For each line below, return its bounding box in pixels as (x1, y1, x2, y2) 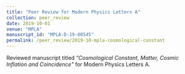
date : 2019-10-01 (6, 20, 51, 26)
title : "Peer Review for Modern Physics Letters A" (6, 9, 140, 15)
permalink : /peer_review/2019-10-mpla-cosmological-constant (6, 37, 165, 43)
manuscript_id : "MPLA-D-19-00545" (6, 32, 95, 38)
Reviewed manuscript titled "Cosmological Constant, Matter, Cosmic (6, 54, 179, 61)
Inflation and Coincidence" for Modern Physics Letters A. (6, 61, 151, 68)
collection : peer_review (6, 15, 70, 21)
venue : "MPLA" (6, 26, 43, 32)
